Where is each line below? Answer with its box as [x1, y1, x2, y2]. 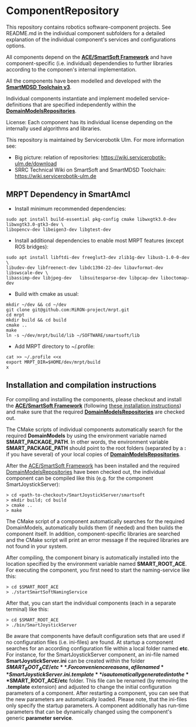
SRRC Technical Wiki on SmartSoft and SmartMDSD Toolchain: [14, 166, 166, 173]
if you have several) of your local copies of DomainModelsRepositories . [6, 450, 181, 458]
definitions [6, 101, 32, 108]
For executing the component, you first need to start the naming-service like [6, 566, 190, 574]
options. [6, 42, 26, 49]
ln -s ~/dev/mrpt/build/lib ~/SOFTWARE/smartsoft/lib [6, 332, 140, 338]
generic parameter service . [6, 715, 74, 722]
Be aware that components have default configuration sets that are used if [6, 632, 185, 639]
